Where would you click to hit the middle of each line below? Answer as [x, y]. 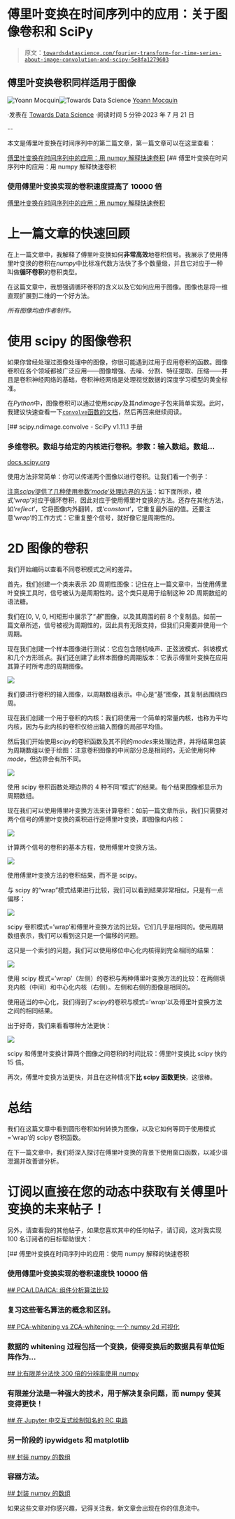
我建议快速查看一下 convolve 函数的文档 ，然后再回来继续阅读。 [97, 412]
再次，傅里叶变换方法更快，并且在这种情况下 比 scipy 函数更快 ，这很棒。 [112, 1077]
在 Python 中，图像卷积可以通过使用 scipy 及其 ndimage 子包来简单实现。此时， [117, 403]
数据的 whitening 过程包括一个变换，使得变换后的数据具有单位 [112, 1346]
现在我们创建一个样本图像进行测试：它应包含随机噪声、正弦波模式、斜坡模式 [117, 649]
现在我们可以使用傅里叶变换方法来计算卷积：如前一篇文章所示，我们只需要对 [117, 811]
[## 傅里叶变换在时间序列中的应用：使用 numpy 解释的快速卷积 [98, 1254]
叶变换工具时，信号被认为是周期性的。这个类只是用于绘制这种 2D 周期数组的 [117, 593]
